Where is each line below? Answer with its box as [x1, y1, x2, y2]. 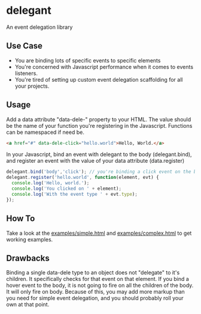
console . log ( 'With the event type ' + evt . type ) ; [11, 191, 138, 197]
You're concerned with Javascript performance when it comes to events [14, 63, 193, 70]
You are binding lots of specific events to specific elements [14, 56, 161, 64]
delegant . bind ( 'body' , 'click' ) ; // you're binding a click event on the [6, 169, 191, 175]
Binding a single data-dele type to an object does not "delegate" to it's [6, 269, 180, 276]
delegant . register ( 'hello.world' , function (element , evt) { [6, 175, 160, 181]
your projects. [14, 82, 50, 89]
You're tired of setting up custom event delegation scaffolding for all [14, 76, 183, 83]
